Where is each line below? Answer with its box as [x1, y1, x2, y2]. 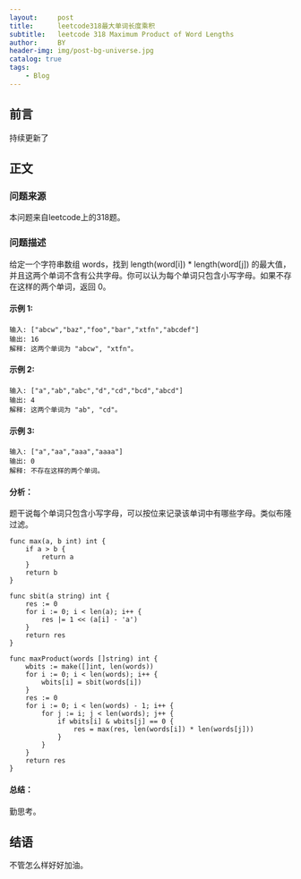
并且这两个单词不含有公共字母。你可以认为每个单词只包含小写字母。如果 [9, 269, 276, 280]
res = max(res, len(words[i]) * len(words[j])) [73, 725, 254, 734]
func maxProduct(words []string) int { [9, 654, 159, 663]
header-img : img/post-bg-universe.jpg [9, 47, 154, 55]
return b [25, 568, 58, 577]
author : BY [9, 38, 66, 47]
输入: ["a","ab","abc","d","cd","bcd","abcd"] [9, 386, 184, 395]
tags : [9, 64, 30, 73]
